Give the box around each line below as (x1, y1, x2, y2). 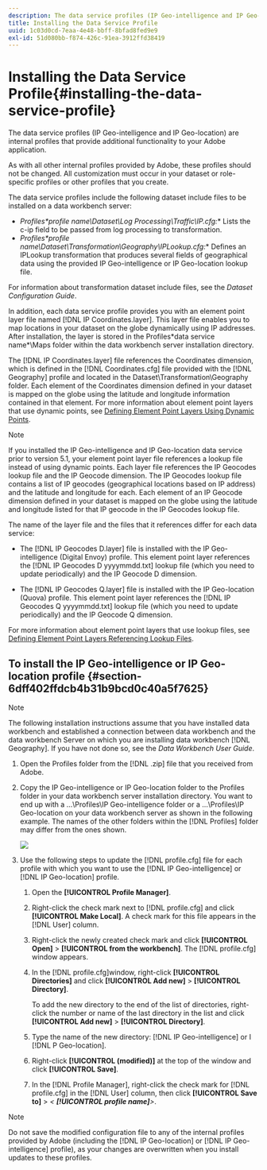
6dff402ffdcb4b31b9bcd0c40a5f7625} (8, 681, 209, 695)
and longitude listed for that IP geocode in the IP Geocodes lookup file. (8, 505, 240, 514)
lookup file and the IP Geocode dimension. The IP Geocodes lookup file (8, 471, 242, 481)
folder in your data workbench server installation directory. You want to (19, 792, 253, 800)
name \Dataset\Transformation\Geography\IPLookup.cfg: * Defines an (19, 242, 246, 251)
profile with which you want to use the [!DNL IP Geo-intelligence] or (19, 864, 242, 873)
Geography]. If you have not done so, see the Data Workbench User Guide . (8, 744, 255, 753)
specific (8, 177, 35, 187)
